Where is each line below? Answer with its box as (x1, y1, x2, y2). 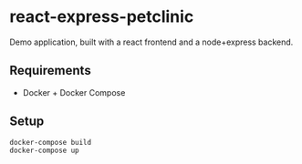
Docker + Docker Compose (22, 87, 126, 97)
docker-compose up (9, 146, 79, 155)
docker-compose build (9, 138, 92, 147)
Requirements (9, 63, 91, 78)
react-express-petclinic (9, 6, 194, 27)
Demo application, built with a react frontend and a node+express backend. (9, 36, 294, 47)
